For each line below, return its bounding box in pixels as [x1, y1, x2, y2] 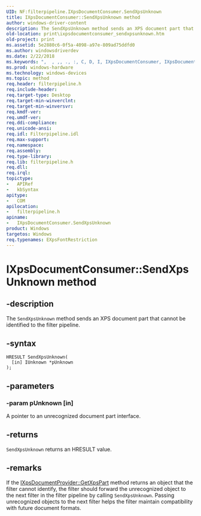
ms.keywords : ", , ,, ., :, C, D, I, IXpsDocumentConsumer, [6, 59, 162, 65]
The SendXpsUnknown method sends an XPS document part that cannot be [6, 315, 186, 322]
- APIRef [6, 181, 33, 187]
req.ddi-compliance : [6, 120, 58, 126]
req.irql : [6, 170, 31, 176]
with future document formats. [6, 504, 82, 511]
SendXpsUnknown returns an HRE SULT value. [6, 445, 112, 453]
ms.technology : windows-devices [6, 70, 87, 76]
